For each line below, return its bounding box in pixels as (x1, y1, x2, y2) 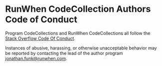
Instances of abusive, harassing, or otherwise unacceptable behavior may (5, 45, 157, 51)
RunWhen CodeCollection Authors (5, 3, 151, 15)
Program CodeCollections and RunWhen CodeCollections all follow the (5, 30, 151, 36)
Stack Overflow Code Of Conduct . (5, 35, 76, 41)
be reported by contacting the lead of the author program (5, 50, 123, 56)
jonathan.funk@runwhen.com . (5, 55, 67, 61)
